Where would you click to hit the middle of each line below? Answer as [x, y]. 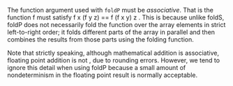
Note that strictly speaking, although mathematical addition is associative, [113, 53]
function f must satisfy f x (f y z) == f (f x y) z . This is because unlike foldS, [116, 17]
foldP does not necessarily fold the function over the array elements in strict [116, 25]
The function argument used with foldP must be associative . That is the [111, 10]
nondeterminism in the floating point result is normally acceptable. [103, 75]
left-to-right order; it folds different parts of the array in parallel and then [111, 32]
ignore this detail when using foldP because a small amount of [97, 68]
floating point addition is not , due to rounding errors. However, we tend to [114, 60]
